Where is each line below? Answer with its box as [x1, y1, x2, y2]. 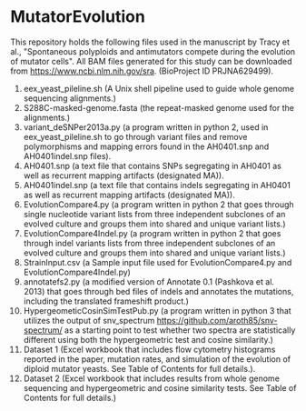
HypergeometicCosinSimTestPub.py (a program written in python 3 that [23, 305, 291, 316]
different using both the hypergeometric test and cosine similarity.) [23, 334, 273, 345]
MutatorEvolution [10, 6, 146, 27]
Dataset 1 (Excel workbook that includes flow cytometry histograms [23, 344, 276, 355]
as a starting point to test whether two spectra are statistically [64, 325, 296, 336]
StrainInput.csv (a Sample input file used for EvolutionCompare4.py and [23, 256, 292, 267]
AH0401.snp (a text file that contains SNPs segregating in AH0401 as [23, 160, 282, 171]
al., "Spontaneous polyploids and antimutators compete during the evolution [10, 45, 296, 56]
